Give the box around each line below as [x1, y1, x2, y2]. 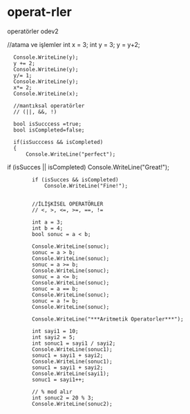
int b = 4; [32, 224, 64, 232]
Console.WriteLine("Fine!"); [44, 182, 129, 189]
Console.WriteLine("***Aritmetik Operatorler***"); [32, 316, 184, 323]
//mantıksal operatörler [13, 102, 85, 109]
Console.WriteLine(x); [13, 90, 79, 97]
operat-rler [7, 4, 73, 20]
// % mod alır [32, 388, 73, 395]
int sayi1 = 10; [32, 327, 79, 334]
